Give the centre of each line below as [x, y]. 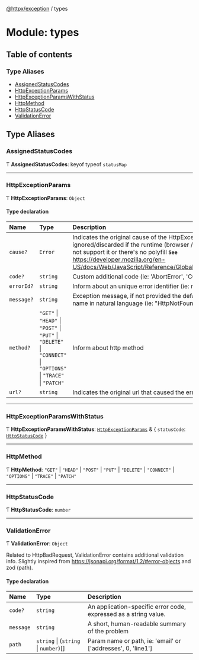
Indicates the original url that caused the [129, 392]
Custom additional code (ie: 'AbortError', [129, 277]
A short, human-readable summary [137, 624]
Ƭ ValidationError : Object [37, 544]
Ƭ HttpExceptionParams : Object [46, 198]
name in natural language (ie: [113, 303]
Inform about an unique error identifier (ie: [131, 286]
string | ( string [58, 641]
